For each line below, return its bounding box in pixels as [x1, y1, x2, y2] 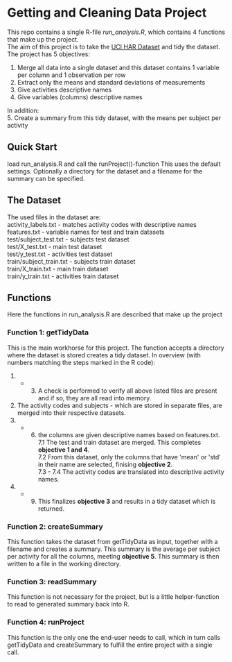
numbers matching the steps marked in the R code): [7, 358, 156, 366]
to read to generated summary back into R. [7, 600, 130, 609]
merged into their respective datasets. [17, 408, 126, 417]
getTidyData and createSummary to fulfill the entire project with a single [7, 640, 213, 649]
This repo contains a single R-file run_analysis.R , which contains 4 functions [7, 28, 226, 36]
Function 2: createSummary [7, 522, 104, 532]
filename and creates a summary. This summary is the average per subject [7, 545, 220, 553]
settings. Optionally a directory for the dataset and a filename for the [7, 167, 203, 175]
